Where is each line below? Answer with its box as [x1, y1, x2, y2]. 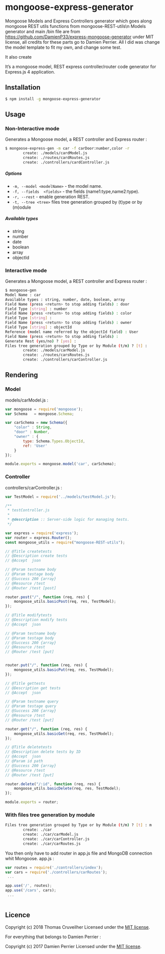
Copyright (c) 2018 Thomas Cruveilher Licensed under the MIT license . [5, 924, 150, 930]
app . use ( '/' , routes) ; [5, 883, 52, 888]
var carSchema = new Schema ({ [5, 420, 68, 425]
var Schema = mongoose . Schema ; [5, 411, 74, 416]
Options [5, 170, 22, 176]
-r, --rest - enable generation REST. [12, 193, 90, 200]
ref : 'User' [23, 443, 48, 448]
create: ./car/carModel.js [23, 832, 79, 837]
